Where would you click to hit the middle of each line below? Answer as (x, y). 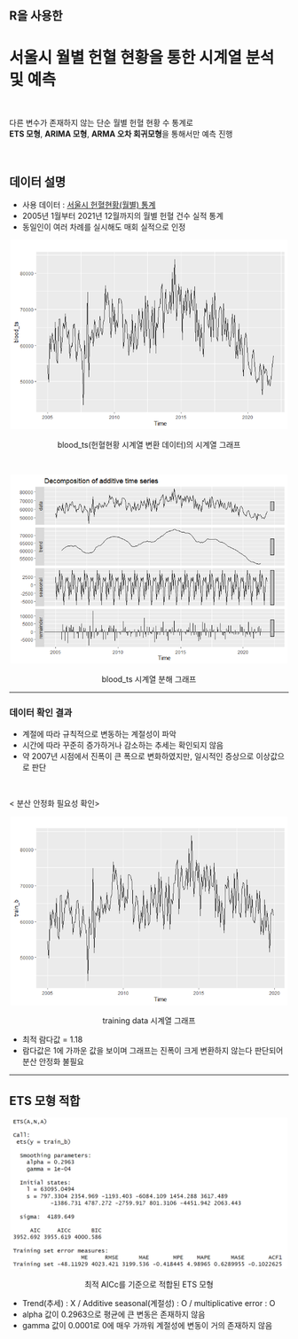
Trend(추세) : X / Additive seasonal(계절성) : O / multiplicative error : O (149, 1303)
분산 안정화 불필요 (53, 1061)
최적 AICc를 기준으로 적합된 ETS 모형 (149, 1284)
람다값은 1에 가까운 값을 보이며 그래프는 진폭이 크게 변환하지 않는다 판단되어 (153, 1051)
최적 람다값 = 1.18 (52, 1039)
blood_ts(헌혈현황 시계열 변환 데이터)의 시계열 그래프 (149, 444)
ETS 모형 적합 (45, 1101)
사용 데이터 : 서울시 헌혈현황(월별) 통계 (89, 205)
